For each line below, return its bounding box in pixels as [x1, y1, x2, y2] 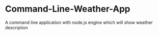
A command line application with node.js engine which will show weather [5, 19, 153, 25]
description [5, 24, 28, 30]
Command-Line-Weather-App [5, 3, 131, 15]
